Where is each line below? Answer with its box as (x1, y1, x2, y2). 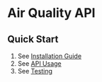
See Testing (17, 67, 53, 75)
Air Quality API (7, 5, 96, 21)
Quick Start (7, 33, 59, 45)
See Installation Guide (17, 52, 82, 60)
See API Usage (17, 59, 62, 68)
